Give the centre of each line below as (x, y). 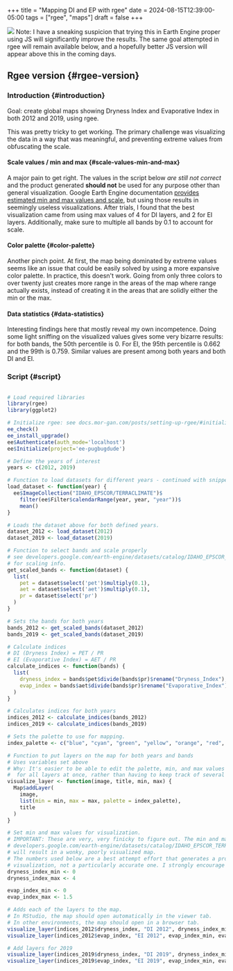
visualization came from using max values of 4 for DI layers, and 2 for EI (110, 214)
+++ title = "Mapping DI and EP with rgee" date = (77, 10)
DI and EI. (21, 359)
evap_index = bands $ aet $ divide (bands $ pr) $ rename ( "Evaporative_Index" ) (124, 685)
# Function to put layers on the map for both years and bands (101, 755)
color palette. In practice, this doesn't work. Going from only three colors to (115, 276)
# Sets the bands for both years (55, 621)
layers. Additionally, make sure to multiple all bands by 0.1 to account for (110, 222)
